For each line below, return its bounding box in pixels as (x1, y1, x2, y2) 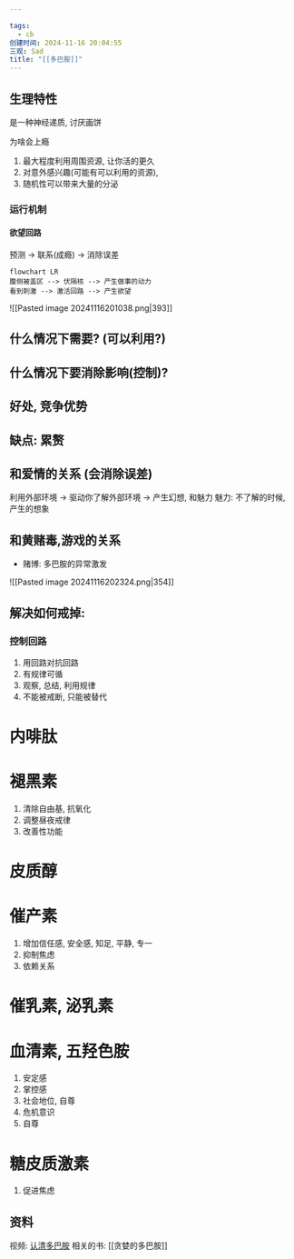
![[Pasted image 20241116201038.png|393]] (9, 303, 173, 314)
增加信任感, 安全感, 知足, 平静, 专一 (22, 938, 152, 949)
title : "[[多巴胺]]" (9, 55, 83, 65)
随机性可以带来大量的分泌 (22, 178, 119, 189)
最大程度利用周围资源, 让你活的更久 (22, 155, 155, 166)
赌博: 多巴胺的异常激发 (22, 558, 107, 569)
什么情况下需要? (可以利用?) (9, 331, 166, 346)
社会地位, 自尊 (22, 1095, 75, 1106)
